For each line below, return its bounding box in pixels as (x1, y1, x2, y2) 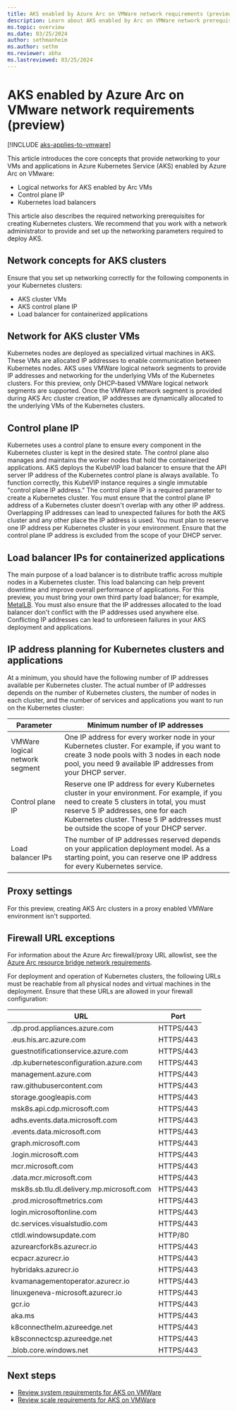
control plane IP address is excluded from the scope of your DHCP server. (7, 531, 222, 540)
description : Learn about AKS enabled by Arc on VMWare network (7, 17, 200, 24)
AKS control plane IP (17, 302, 78, 311)
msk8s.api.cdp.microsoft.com (11, 1104, 109, 1114)
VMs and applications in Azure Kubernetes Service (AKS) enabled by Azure (7, 161, 227, 170)
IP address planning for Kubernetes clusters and (7, 643, 224, 655)
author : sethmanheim (7, 37, 68, 44)
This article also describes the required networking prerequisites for (7, 212, 205, 220)
